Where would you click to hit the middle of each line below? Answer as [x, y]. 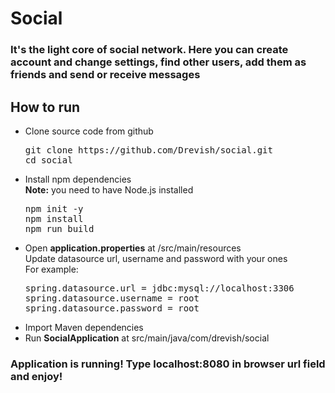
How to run [45, 107]
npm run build [59, 228]
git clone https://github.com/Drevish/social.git [148, 150]
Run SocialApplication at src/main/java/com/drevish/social [147, 338]
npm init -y [54, 208]
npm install [54, 218]
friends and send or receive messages [105, 75]
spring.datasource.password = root [112, 308]
